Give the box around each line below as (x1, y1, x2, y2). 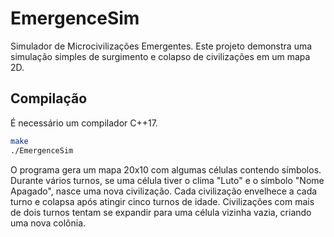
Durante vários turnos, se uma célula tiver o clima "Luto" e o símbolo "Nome (10, 174, 325, 186)
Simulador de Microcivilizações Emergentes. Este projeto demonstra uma (10, 40, 313, 52)
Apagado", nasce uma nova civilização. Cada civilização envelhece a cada (10, 185, 318, 197)
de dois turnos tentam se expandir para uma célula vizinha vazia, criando (10, 206, 312, 218)
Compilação (10, 90, 88, 107)
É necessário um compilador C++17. (10, 117, 158, 129)
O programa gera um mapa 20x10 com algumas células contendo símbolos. (10, 163, 322, 176)
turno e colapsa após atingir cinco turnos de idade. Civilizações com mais (10, 195, 315, 207)
